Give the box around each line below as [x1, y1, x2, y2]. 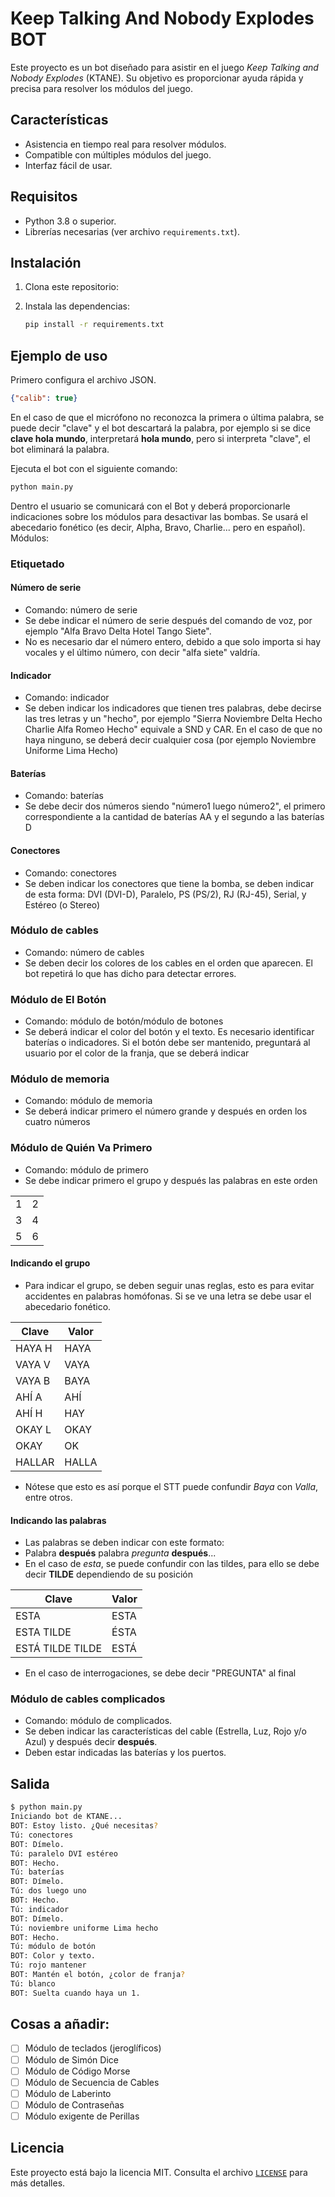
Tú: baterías [10, 1867, 65, 1877]
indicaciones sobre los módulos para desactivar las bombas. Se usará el [10, 510, 308, 522]
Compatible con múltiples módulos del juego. [24, 148, 212, 161]
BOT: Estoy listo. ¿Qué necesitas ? [10, 1821, 159, 1831]
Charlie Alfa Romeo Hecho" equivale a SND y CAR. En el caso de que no [24, 723, 323, 736]
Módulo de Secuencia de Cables [24, 2076, 160, 2088]
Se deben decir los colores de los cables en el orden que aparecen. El [24, 957, 313, 969]
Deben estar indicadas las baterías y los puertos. [24, 1747, 227, 1759]
